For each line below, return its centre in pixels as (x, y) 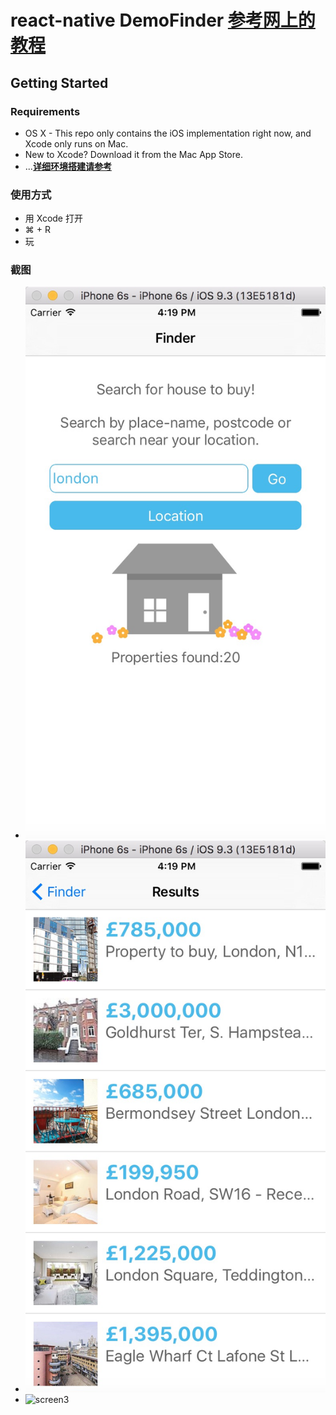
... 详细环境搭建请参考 (68, 166)
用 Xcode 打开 (53, 218)
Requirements (45, 111)
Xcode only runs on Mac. (76, 143)
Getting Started (59, 82)
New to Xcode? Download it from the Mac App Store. (133, 154)
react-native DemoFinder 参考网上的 (163, 20)
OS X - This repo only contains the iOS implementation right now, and (168, 133)
